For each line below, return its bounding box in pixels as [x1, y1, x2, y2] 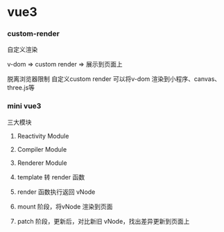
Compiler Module [17, 145, 67, 153]
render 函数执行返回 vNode [17, 188, 96, 196]
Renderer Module [17, 159, 67, 167]
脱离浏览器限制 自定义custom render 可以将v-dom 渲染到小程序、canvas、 [7, 75, 221, 83]
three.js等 [7, 84, 35, 92]
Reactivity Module [17, 132, 69, 140]
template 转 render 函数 [17, 172, 85, 181]
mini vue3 [7, 101, 42, 111]
